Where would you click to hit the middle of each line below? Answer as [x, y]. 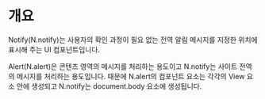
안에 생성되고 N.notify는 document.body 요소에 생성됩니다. [109, 86]
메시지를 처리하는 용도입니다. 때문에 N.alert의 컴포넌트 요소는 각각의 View [131, 76]
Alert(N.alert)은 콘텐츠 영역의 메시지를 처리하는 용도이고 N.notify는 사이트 [123, 66]
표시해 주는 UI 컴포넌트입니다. [54, 49]
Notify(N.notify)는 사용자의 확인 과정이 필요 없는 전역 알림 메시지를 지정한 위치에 [133, 40]
